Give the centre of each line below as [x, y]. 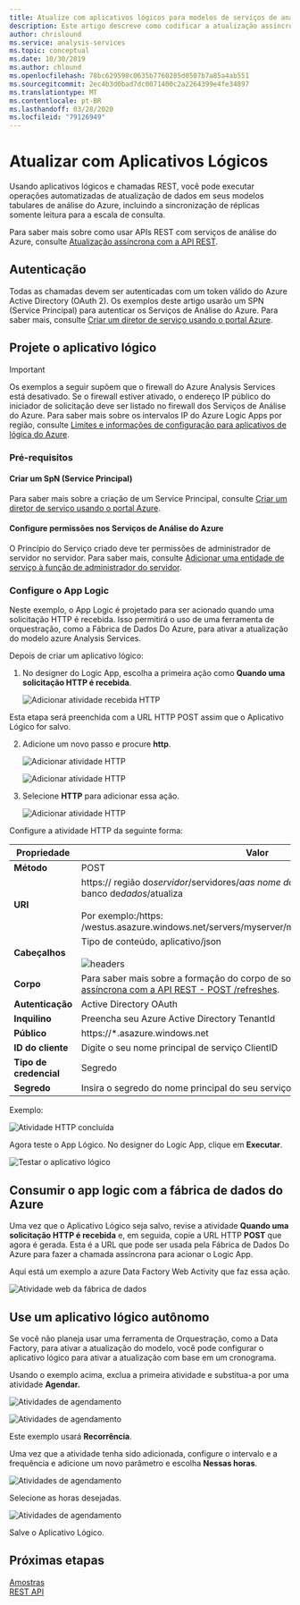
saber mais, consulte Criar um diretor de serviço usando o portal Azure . [141, 319]
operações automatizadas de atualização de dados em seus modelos [137, 196]
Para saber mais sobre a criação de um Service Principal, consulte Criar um [148, 498]
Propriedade [43, 853]
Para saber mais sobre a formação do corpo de [180, 978]
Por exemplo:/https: [122, 916]
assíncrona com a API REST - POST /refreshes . [180, 990]
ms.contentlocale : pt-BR [55, 101]
